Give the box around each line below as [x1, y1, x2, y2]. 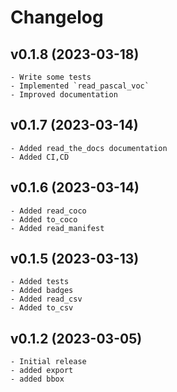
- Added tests [10, 277, 70, 287]
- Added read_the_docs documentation [10, 143, 168, 153]
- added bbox [10, 374, 65, 385]
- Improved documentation [10, 90, 118, 100]
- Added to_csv [10, 303, 74, 313]
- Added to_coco [10, 214, 78, 225]
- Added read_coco [10, 206, 87, 216]
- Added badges [10, 286, 74, 296]
